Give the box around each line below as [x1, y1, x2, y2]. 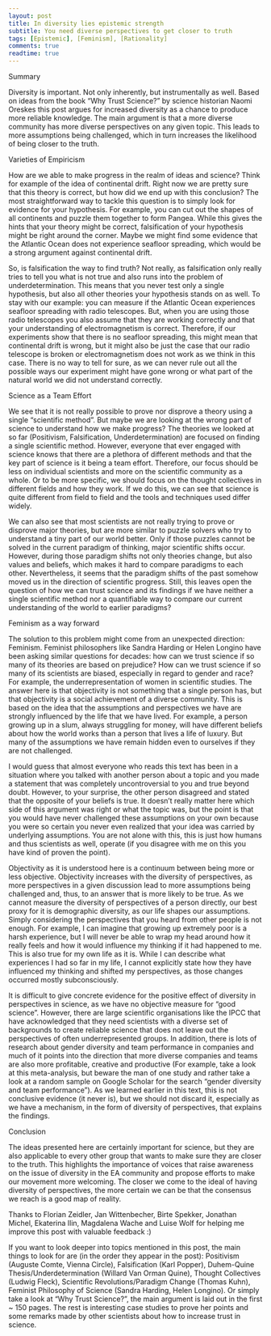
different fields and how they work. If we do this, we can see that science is [8, 484, 260, 494]
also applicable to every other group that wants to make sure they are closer [8, 1151, 262, 1160]
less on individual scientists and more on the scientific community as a [8, 467, 244, 476]
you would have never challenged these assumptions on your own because [8, 813, 260, 822]
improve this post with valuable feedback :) [8, 1227, 152, 1236]
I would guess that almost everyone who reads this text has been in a [8, 761, 239, 771]
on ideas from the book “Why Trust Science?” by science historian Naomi [8, 96, 252, 105]
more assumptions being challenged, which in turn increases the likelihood [8, 130, 257, 140]
